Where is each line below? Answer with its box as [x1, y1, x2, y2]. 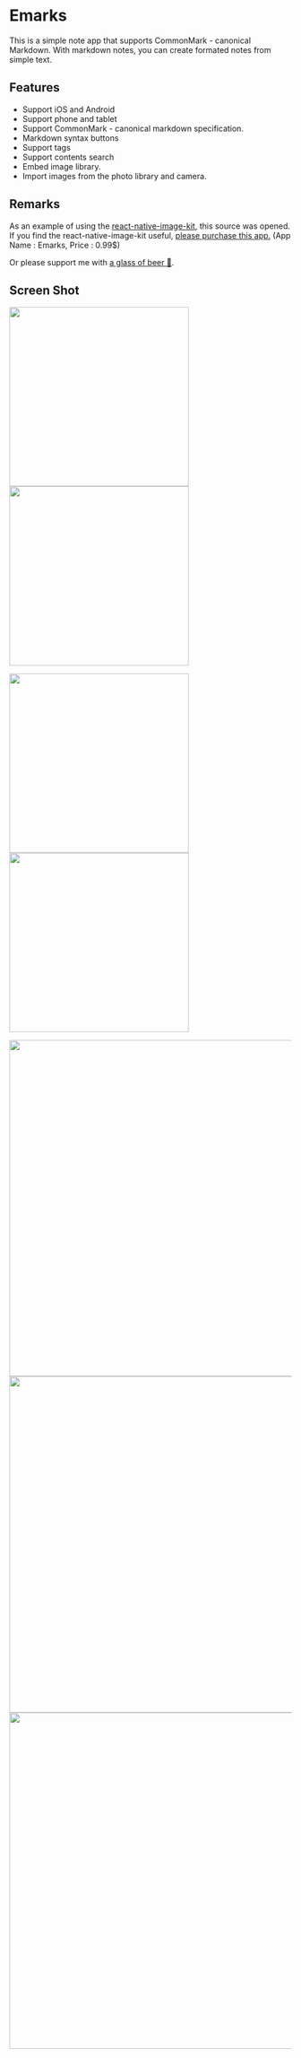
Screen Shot [9, 282, 80, 298]
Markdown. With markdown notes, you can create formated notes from [9, 44, 271, 55]
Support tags [21, 142, 72, 152]
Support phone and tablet [21, 113, 118, 124]
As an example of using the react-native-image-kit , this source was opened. [9, 221, 291, 231]
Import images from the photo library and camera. [21, 170, 208, 181]
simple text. [9, 54, 52, 65]
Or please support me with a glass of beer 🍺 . [9, 256, 175, 267]
